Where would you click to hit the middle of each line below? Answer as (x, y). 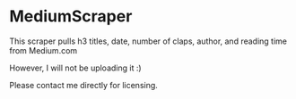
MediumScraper (71, 16)
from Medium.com (44, 50)
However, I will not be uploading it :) (75, 68)
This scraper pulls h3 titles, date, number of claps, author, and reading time (148, 41)
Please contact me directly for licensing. (84, 85)
